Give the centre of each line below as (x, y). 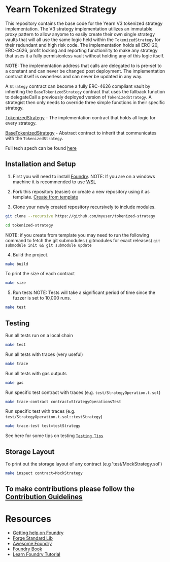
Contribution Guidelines (44, 497)
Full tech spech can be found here (41, 148)
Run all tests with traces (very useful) (44, 354)
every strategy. (21, 123)
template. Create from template (45, 197)
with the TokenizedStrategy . (34, 138)
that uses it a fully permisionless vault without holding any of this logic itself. (85, 56)
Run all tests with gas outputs (36, 373)
